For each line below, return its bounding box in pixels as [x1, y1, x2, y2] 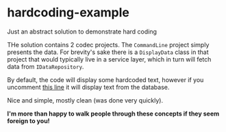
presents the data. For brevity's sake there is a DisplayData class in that [7, 48, 209, 56]
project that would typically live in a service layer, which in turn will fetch [7, 55, 212, 63]
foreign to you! [7, 116, 50, 124]
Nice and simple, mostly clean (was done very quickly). [7, 96, 163, 104]
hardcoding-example [7, 5, 130, 21]
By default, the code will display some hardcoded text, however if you [7, 75, 204, 83]
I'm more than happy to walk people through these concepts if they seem [7, 109, 220, 118]
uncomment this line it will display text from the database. [7, 83, 170, 91]
